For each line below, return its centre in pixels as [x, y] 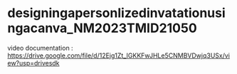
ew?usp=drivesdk [33, 63]
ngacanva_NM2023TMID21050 [102, 28]
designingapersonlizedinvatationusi [116, 13]
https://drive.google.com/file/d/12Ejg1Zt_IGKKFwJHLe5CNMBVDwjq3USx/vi [118, 55]
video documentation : [40, 48]
